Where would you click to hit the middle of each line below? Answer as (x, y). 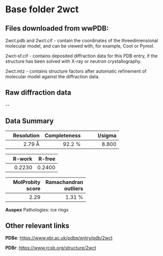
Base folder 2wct (42, 9)
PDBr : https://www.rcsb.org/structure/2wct (51, 248)
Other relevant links (38, 226)
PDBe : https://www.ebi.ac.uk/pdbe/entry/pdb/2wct (59, 238)
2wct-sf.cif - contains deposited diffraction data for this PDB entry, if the (81, 56)
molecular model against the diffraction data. (52, 77)
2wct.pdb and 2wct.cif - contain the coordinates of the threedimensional (82, 40)
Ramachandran (64, 182)
